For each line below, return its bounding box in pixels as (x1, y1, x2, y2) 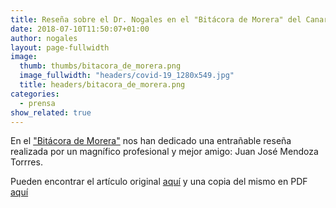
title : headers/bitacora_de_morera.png (19, 80, 186, 90)
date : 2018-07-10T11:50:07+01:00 (10, 24, 150, 34)
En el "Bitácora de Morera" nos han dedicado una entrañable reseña (10, 135, 292, 147)
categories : (10, 89, 60, 99)
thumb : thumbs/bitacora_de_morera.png (19, 61, 182, 71)
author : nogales (10, 33, 78, 43)
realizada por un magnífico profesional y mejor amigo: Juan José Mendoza (10, 146, 319, 158)
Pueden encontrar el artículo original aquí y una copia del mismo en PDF (10, 176, 308, 188)
